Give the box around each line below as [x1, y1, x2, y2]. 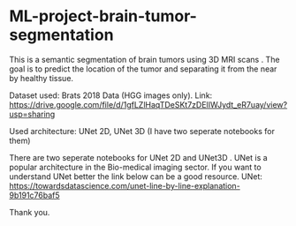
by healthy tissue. [9, 72, 73, 83]
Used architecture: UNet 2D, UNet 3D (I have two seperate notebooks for [9, 125, 276, 136]
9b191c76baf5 [9, 190, 60, 200]
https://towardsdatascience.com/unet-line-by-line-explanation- [9, 180, 240, 191]
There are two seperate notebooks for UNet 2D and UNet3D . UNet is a [9, 152, 268, 162]
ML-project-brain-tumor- [9, 6, 197, 26]
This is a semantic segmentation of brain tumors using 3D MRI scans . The [9, 54, 280, 64]
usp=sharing [9, 109, 56, 119]
